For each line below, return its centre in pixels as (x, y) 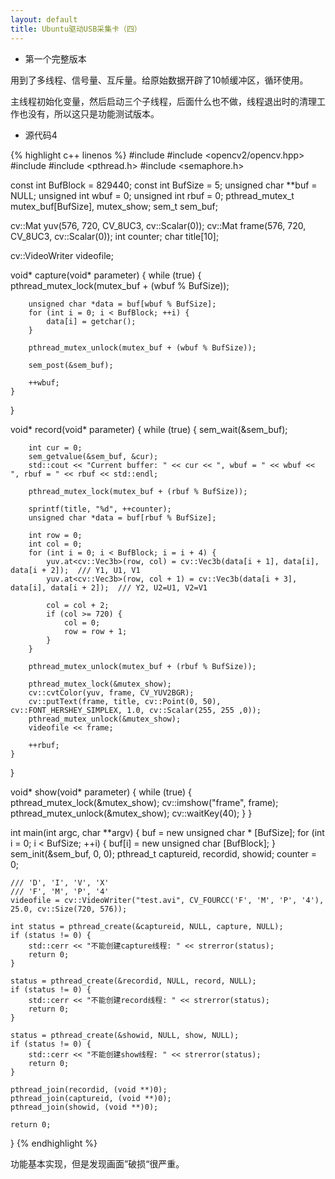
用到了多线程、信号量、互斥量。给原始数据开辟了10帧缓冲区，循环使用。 (159, 80)
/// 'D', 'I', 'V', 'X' (60, 882)
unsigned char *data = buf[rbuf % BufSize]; (122, 517)
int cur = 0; (55, 447)
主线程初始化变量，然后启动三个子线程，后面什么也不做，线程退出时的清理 (163, 101)
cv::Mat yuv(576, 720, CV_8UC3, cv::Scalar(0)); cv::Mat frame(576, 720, (158, 225)
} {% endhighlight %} (54, 1143)
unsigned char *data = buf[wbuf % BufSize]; (122, 304)
